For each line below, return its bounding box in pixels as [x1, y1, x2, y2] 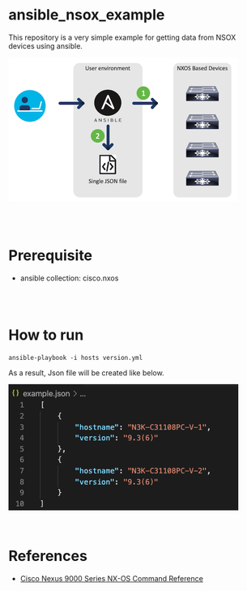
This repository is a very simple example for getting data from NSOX [8, 32, 236, 42]
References [8, 547, 87, 565]
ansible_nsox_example [8, 6, 165, 24]
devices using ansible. [8, 41, 83, 50]
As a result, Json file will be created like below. [8, 367, 164, 378]
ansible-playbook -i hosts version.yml [8, 353, 143, 362]
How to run [8, 326, 84, 345]
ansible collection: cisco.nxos [19, 273, 119, 283]
